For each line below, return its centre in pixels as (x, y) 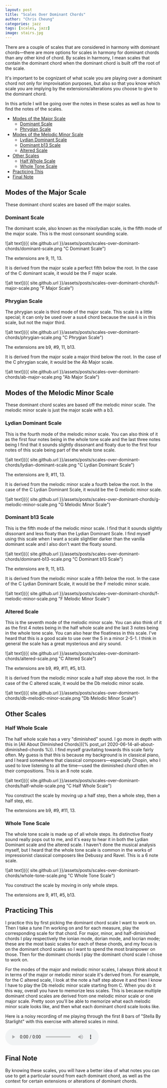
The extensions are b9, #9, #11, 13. (41, 810)
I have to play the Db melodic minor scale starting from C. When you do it (81, 985)
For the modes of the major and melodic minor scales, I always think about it (83, 969)
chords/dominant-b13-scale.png (38, 559)
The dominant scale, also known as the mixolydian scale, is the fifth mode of (83, 228)
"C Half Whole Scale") (89, 786)
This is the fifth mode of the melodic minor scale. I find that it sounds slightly (84, 528)
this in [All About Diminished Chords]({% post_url (56, 744)
